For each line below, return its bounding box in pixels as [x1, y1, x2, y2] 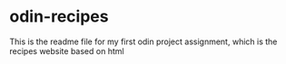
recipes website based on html [9, 45, 124, 56]
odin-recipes [9, 6, 109, 27]
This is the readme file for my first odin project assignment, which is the [9, 36, 278, 47]
